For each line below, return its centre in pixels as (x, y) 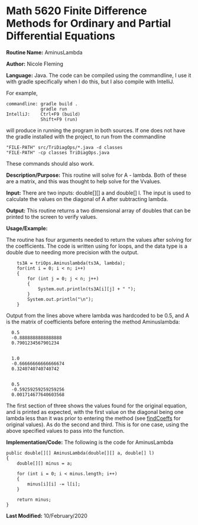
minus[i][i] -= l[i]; (54, 484)
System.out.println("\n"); (61, 299)
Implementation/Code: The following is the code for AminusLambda (90, 442)
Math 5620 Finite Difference (77, 11)
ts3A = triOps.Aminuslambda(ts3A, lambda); (71, 263)
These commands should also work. (50, 163)
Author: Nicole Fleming (35, 64)
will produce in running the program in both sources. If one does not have (96, 130)
